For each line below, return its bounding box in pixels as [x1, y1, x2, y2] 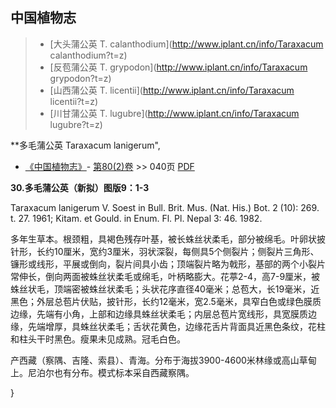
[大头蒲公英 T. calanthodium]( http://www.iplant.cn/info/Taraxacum [49, 38, 324, 50]
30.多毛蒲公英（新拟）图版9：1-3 [10, 181, 150, 193]
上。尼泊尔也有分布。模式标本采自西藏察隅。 [10, 366, 195, 378]
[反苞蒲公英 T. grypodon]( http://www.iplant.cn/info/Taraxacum [49, 61, 308, 73]
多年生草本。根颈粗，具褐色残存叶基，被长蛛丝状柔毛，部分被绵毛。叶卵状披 [10, 233, 326, 245]
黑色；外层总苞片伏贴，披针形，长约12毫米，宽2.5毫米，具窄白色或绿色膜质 [10, 295, 322, 307]
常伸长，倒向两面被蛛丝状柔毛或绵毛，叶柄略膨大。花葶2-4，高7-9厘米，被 [10, 270, 321, 282]
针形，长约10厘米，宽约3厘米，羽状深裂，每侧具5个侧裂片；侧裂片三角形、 [10, 245, 320, 257]
